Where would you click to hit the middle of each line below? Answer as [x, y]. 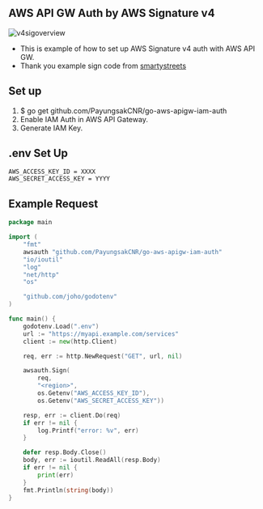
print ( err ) [56, 475]
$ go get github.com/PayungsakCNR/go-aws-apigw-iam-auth [123, 110]
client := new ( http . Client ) [70, 341]
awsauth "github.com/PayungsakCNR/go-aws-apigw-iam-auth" [123, 252]
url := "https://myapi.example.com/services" [101, 334]
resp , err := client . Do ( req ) [72, 415]
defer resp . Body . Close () [65, 452]
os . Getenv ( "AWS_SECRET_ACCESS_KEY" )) [101, 401]
